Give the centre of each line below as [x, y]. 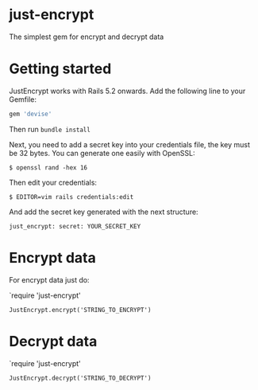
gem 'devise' [31, 114]
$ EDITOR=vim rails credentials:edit [71, 197]
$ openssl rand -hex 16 [48, 168]
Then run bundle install [50, 129]
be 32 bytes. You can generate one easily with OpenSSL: [102, 153]
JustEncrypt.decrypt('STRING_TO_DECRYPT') [80, 378]
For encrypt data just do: [49, 279]
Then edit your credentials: [53, 182]
